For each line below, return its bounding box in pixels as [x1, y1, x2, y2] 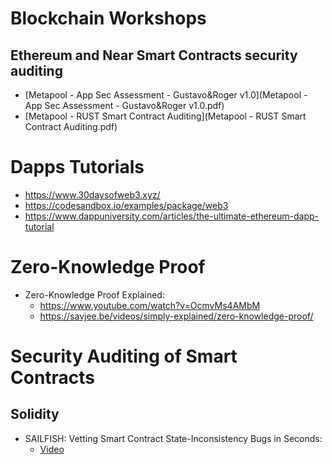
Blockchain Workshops [10, 7, 207, 30]
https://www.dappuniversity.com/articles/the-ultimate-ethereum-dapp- [24, 210, 320, 222]
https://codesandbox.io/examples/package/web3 [24, 199, 229, 211]
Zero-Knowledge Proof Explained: [24, 288, 165, 301]
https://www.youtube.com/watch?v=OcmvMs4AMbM [39, 299, 261, 311]
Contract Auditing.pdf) [24, 121, 118, 132]
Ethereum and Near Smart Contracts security [10, 47, 298, 64]
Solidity [10, 406, 60, 423]
